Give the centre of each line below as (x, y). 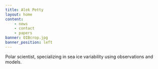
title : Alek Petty (24, 10)
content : (14, 19)
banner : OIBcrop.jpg (27, 38)
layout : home (19, 14)
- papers (23, 33)
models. (14, 62)
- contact (25, 28)
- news (21, 24)
